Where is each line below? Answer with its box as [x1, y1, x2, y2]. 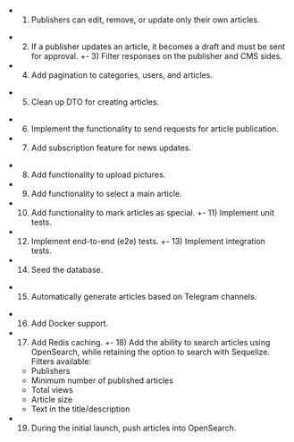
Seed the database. [30, 265, 104, 275]
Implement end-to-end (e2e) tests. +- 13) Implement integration [30, 236, 266, 246]
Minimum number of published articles [30, 375, 174, 386]
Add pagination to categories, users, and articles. [30, 70, 213, 81]
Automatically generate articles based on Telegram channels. [30, 292, 257, 302]
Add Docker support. [30, 319, 109, 328]
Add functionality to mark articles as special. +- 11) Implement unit [30, 208, 275, 217]
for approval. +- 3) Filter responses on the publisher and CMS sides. [30, 51, 283, 61]
